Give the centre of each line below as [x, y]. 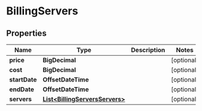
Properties [26, 33]
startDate [23, 79]
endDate [22, 89]
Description [148, 50]
